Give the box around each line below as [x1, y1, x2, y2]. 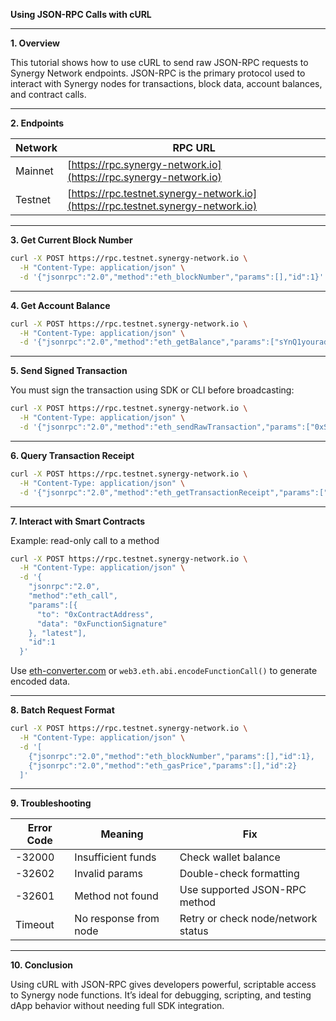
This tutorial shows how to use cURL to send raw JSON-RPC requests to [10, 57, 309, 68]
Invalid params [74, 867, 143, 881]
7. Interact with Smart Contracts [10, 515, 146, 527]
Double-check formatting [179, 867, 300, 881]
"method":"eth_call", [28, 591, 118, 601]
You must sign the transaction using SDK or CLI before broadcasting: [10, 384, 295, 396]
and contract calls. [10, 89, 87, 100]
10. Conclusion [10, 959, 73, 971]
